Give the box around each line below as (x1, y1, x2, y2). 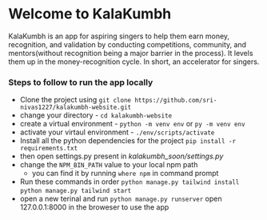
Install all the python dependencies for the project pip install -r (19, 136, 237, 146)
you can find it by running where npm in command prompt (31, 169, 219, 178)
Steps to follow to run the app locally (8, 77, 153, 88)
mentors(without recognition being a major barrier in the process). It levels (8, 48, 253, 58)
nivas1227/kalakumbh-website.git (19, 103, 132, 112)
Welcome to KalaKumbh (8, 5, 172, 23)
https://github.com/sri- (134, 97, 217, 105)
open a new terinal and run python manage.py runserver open (19, 194, 222, 204)
